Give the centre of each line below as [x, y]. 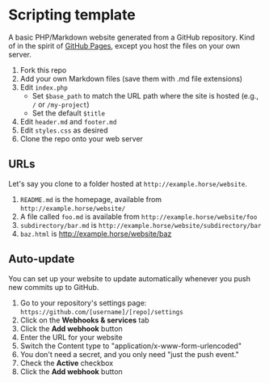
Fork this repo [43, 69]
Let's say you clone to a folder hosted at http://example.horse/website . [128, 183]
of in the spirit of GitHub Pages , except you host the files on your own [124, 45]
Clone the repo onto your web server [82, 138]
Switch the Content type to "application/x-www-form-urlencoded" [131, 346]
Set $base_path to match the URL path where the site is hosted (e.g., [145, 95]
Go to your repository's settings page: [83, 303]
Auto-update [42, 259]
